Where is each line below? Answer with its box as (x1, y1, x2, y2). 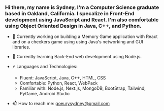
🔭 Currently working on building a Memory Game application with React (12, 34, 158, 39)
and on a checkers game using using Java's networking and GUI (12, 39, 144, 45)
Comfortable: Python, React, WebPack (19, 80, 98, 86)
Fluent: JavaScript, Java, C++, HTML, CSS (19, 75, 106, 81)
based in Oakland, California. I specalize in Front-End (5, 10, 134, 17)
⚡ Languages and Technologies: (12, 64, 78, 70)
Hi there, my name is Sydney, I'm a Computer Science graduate (5, 4, 159, 11)
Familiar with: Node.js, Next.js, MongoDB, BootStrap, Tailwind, (19, 85, 146, 91)
